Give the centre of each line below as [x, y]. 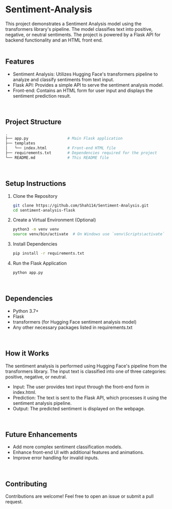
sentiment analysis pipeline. [42, 403]
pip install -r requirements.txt [49, 253]
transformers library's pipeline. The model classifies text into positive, [79, 29]
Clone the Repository [35, 196]
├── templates [21, 143]
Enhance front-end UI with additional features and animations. [79, 453]
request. [14, 502]
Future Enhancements [42, 434]
